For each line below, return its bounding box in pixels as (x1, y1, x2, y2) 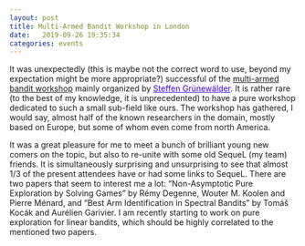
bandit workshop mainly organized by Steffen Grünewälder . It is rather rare (9, 83, 290, 94)
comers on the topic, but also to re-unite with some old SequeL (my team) (9, 149, 288, 160)
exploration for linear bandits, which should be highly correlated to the (9, 217, 274, 228)
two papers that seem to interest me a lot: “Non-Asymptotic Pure (9, 179, 254, 190)
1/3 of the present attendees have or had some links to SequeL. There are (9, 169, 287, 179)
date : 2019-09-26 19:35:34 (9, 30, 121, 39)
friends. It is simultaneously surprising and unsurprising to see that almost (9, 159, 289, 169)
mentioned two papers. (9, 227, 98, 238)
